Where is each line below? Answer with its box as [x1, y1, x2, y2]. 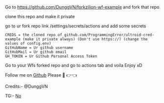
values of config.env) [5, 41, 51, 46]
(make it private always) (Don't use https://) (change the [23, 37, 148, 41]
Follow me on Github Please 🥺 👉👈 [5, 72, 77, 78]
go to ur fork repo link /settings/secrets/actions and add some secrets [5, 23, 146, 29]
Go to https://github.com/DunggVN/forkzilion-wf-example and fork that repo [5, 4, 160, 10]
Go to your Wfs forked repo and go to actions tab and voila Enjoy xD [5, 62, 142, 68]
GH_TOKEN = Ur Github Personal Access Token [5, 54, 97, 59]
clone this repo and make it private [5, 14, 75, 19]
